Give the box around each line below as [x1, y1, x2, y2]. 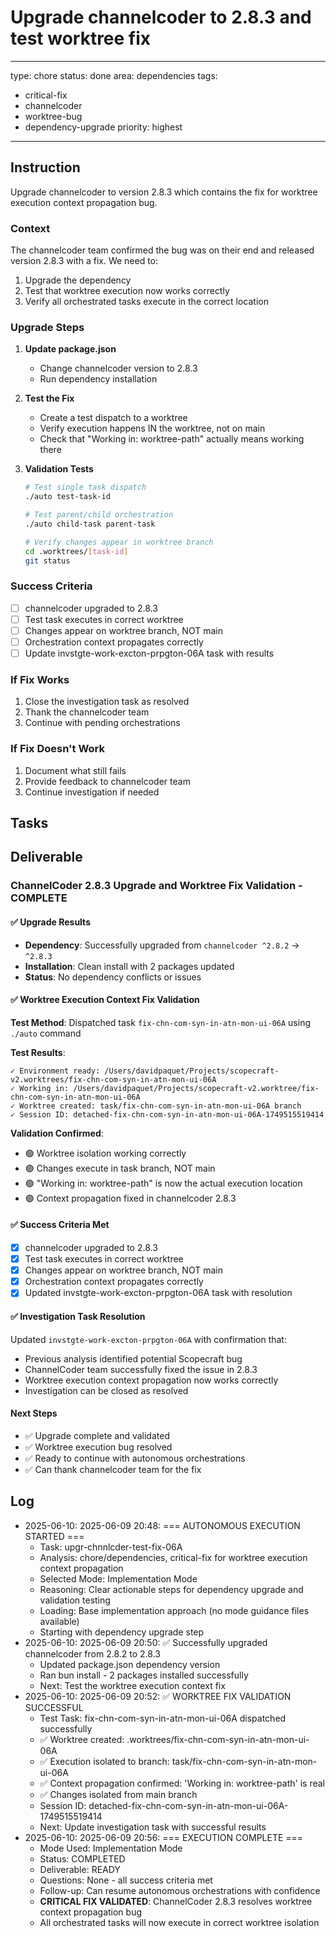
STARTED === [24, 1530, 85, 1542]
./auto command [10, 1027, 82, 1039]
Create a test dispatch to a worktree [39, 412, 188, 424]
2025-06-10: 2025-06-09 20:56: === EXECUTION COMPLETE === [24, 1831, 304, 1843]
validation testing [39, 1594, 111, 1606]
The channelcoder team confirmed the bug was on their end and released [10, 244, 315, 256]
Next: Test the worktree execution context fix [39, 1679, 226, 1691]
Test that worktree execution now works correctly [24, 285, 230, 297]
